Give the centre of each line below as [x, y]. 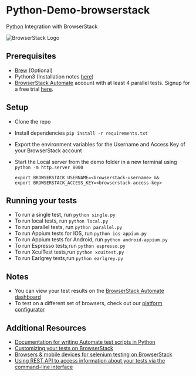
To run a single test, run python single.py [65, 215]
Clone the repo [33, 121]
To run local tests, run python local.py [61, 221]
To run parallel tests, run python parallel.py [68, 227]
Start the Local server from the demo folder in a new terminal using [96, 162]
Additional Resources [46, 328]
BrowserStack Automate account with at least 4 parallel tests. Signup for [102, 83]
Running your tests [42, 201]
